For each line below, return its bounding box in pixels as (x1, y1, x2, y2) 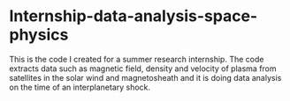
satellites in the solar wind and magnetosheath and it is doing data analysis (9, 72, 282, 83)
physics (9, 25, 69, 45)
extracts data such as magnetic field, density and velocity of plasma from (9, 63, 277, 74)
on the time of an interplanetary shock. (9, 82, 151, 92)
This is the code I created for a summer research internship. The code (9, 54, 264, 64)
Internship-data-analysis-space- (9, 6, 258, 26)
